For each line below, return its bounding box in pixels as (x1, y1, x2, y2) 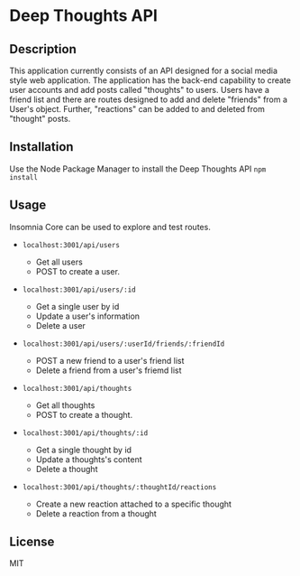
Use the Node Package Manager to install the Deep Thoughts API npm (9, 163, 267, 174)
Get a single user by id (35, 301, 120, 311)
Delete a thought (35, 463, 98, 474)
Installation (9, 139, 74, 154)
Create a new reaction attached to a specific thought (35, 498, 232, 509)
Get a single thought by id (35, 444, 132, 455)
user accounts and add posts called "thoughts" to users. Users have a (9, 85, 270, 95)
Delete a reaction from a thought (35, 507, 158, 519)
